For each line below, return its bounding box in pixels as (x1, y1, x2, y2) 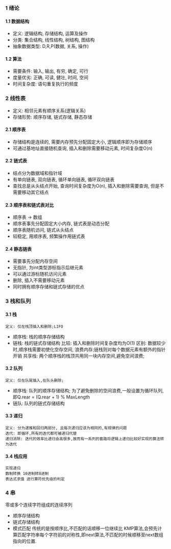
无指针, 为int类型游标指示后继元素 (12, 264, 84, 271)
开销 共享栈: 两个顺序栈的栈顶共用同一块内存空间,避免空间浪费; (12, 353, 144, 359)
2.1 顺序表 (5, 127, 26, 133)
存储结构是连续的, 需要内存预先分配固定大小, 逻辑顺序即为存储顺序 (12, 139, 152, 145)
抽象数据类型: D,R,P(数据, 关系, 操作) (12, 43, 89, 49)
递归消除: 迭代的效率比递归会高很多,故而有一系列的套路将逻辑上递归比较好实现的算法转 (5, 436, 164, 441)
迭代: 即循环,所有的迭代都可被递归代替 (5, 431, 77, 436)
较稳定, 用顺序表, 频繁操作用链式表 (12, 233, 85, 239)
